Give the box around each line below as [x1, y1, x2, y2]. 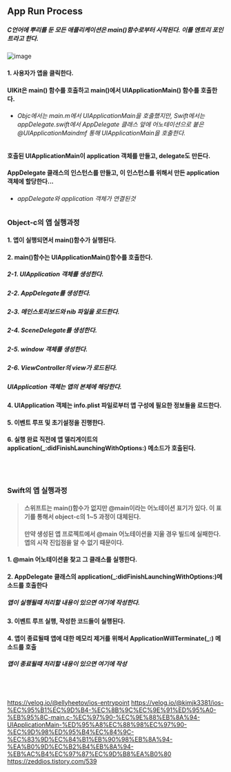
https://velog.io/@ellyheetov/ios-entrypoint [7, 698, 130, 706]
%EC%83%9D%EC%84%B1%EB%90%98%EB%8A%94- [7, 735, 173, 743]
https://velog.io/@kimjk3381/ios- [130, 698, 224, 706]
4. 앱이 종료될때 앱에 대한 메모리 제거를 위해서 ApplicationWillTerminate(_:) [7, 634, 214, 642]
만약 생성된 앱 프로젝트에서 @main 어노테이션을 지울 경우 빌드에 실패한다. [23, 530, 221, 538]
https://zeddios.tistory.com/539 [7, 757, 97, 765]
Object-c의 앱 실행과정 [7, 218, 80, 227]
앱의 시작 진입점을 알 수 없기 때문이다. [23, 538, 124, 546]
